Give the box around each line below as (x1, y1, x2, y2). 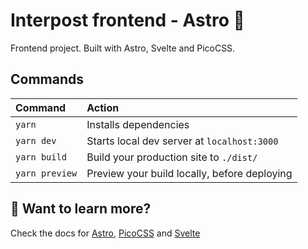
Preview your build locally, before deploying (86, 166, 293, 180)
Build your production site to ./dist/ (86, 150, 258, 164)
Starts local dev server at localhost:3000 (86, 134, 279, 148)
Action (86, 100, 120, 114)
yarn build (15, 151, 67, 163)
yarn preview (15, 167, 78, 179)
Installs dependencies (86, 117, 190, 131)
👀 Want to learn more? (10, 200, 152, 218)
